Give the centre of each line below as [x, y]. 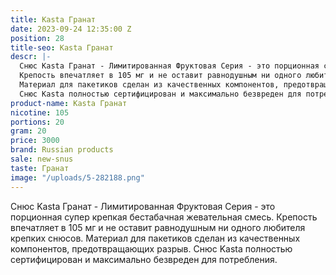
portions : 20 [37, 122]
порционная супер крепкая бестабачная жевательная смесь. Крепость [164, 217]
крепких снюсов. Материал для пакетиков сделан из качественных [155, 238]
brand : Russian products [62, 150]
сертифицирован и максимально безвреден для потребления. [144, 259]
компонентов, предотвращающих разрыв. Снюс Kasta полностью [151, 248]
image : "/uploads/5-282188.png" [77, 177]
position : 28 [37, 38]
